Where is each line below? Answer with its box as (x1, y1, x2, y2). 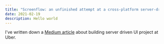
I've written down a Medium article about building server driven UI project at (5, 29, 159, 35)
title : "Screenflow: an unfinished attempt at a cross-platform (5, 7, 139, 12)
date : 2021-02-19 (5, 12, 41, 16)
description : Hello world (5, 16, 58, 21)
